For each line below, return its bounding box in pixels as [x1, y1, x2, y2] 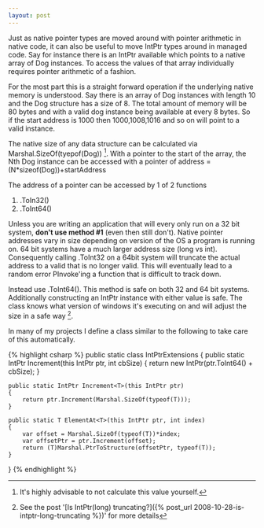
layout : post [8, 11, 51, 20]
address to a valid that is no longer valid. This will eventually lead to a [8, 261, 233, 271]
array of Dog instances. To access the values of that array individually [8, 58, 234, 68]
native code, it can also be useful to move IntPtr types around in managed [8, 41, 247, 51]
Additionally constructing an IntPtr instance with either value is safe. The [8, 293, 243, 303]
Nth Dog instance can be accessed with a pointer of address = [8, 157, 211, 166]
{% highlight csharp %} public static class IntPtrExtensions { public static [8, 349, 245, 359]
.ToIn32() [19, 196, 49, 205]
